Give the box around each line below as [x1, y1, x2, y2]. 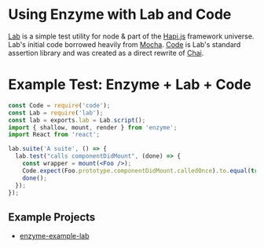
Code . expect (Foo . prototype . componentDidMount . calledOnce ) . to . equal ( [22, 166, 251, 174]
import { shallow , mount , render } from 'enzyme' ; [8, 123, 178, 131]
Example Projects [8, 210, 96, 224]
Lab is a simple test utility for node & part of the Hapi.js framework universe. [8, 31, 255, 41]
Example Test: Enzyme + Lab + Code [8, 76, 251, 93]
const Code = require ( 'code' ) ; [8, 101, 111, 109]
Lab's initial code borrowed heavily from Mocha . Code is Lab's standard [8, 39, 241, 49]
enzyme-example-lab [19, 232, 90, 241]
